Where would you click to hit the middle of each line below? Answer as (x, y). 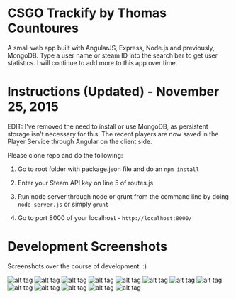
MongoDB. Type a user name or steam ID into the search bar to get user (113, 55)
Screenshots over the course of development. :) (77, 266)
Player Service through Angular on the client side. (80, 141)
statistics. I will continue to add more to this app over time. (92, 62)
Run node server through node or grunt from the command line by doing (123, 196)
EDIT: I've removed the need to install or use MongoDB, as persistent (108, 126)
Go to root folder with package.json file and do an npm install (108, 169)
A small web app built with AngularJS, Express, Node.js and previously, (111, 48)
